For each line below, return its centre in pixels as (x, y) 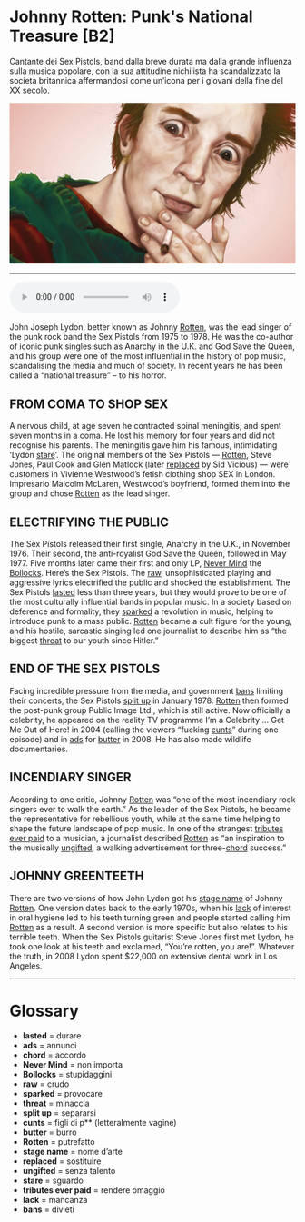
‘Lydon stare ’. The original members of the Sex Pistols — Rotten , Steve (141, 455)
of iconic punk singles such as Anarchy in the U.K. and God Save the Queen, (152, 346)
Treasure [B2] (62, 36)
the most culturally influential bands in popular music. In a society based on (151, 602)
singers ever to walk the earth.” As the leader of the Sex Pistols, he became (151, 809)
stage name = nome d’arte (72, 1152)
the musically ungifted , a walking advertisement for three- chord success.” (148, 848)
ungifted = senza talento (69, 1171)
